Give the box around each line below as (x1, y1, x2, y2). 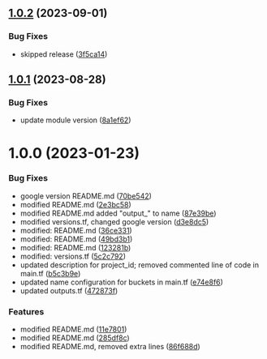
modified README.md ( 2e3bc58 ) (19, 199, 131, 209)
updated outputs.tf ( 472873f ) (19, 285, 118, 295)
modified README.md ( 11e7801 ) (19, 324, 127, 335)
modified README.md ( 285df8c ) (19, 333, 130, 343)
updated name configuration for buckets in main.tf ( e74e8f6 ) (19, 277, 223, 287)
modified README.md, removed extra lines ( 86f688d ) (19, 342, 200, 352)
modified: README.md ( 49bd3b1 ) (19, 234, 133, 244)
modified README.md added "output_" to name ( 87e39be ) (19, 208, 217, 218)
